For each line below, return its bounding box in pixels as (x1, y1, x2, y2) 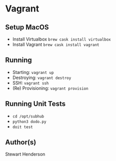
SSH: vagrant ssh (12, 79, 49, 85)
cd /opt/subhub (12, 113, 44, 119)
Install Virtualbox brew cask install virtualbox (12, 36, 111, 42)
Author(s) (5, 138, 36, 146)
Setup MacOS (5, 23, 49, 31)
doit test (12, 124, 33, 129)
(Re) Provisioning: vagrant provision (12, 85, 88, 91)
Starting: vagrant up (12, 69, 54, 75)
